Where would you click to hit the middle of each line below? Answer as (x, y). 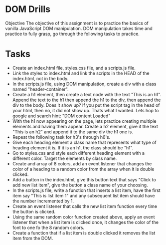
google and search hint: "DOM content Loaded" (61, 116)
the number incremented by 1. (43, 201)
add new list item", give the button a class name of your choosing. (80, 185)
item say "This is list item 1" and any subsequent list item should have (83, 195)
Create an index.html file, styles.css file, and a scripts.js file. (74, 68)
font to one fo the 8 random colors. (48, 227)
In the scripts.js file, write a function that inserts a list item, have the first (86, 190)
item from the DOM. (33, 238)
